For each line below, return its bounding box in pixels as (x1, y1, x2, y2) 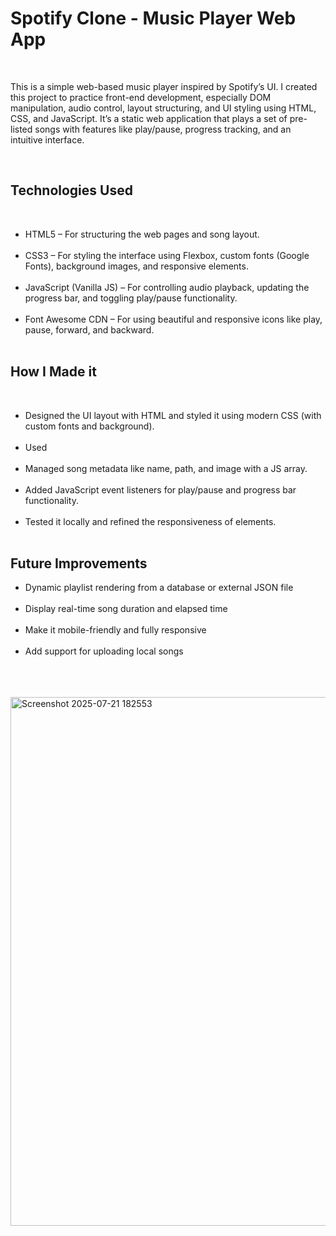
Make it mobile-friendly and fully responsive (24, 624, 207, 636)
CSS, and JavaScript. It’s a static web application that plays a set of (10, 112, 288, 124)
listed (10, 123, 33, 135)
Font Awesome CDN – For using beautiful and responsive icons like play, (24, 313, 323, 325)
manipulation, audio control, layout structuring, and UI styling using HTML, (10, 102, 317, 114)
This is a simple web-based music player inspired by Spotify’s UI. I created (10, 80, 318, 92)
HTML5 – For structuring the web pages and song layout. (24, 228, 260, 240)
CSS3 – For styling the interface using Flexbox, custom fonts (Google (24, 249, 310, 261)
